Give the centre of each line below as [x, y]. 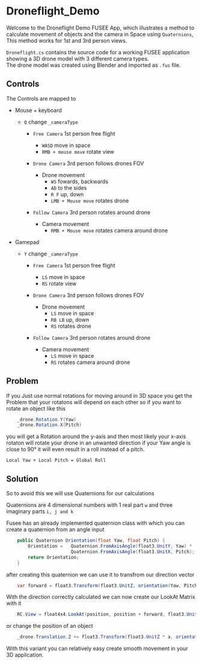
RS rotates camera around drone [90, 362]
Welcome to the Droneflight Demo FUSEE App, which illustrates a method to [100, 28]
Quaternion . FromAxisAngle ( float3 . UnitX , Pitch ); [133, 552]
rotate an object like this [36, 409]
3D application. [25, 655]
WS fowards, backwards [80, 181]
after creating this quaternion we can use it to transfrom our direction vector [100, 574]
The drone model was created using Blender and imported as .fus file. [94, 65]
